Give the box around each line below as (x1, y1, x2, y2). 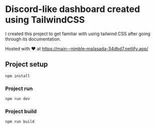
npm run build (5, 119, 35, 124)
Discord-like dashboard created (5, 3, 140, 15)
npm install (5, 73, 30, 78)
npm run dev (5, 96, 30, 101)
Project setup (5, 60, 48, 68)
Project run (5, 85, 33, 92)
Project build (5, 107, 37, 114)
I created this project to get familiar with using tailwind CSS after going (5, 30, 151, 36)
